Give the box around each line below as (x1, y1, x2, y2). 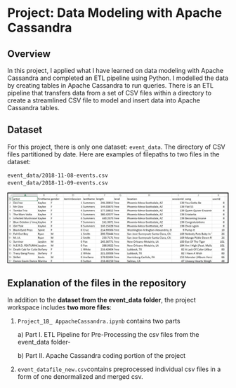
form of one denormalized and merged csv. (17, 373, 143, 381)
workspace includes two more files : (7, 303, 112, 312)
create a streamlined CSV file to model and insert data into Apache (7, 96, 200, 105)
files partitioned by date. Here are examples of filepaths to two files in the (7, 149, 220, 159)
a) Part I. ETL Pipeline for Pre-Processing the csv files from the (17, 330, 199, 339)
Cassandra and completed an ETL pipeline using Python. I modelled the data (7, 74, 229, 82)
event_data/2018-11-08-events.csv (7, 172, 109, 179)
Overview (7, 48, 51, 60)
